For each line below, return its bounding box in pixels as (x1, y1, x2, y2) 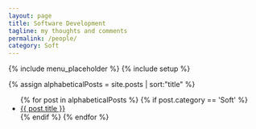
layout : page (8, 11, 52, 20)
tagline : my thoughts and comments (8, 27, 128, 35)
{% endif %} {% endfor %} (19, 112, 109, 122)
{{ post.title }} (19, 104, 66, 114)
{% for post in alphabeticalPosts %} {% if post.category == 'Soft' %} (19, 95, 248, 105)
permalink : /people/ (8, 34, 78, 43)
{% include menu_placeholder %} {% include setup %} (8, 64, 191, 73)
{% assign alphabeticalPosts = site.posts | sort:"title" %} (8, 80, 196, 89)
